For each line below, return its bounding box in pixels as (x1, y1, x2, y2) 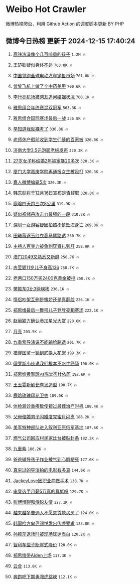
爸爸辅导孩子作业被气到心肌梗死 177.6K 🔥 (13, 456, 99, 462)
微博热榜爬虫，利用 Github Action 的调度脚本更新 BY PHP (6, 21, 124, 27)
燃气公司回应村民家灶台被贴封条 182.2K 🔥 (13, 435, 99, 441)
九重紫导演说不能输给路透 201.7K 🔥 (13, 339, 86, 345)
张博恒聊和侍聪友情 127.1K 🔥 (13, 499, 73, 505)
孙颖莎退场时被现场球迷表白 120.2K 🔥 (13, 531, 90, 537)
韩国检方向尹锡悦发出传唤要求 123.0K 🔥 (13, 520, 95, 526)
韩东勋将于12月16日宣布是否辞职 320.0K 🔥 (13, 190, 99, 196)
